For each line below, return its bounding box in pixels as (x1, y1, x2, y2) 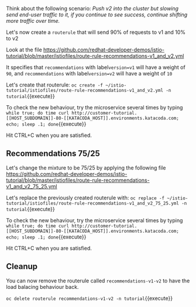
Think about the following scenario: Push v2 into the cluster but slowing (6, 5, 179, 12)
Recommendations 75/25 (6, 149, 101, 158)
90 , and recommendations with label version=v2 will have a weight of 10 (6, 70, 173, 77)
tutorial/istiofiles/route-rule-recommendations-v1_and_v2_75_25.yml (6, 200, 180, 206)
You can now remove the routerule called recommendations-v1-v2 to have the (6, 277, 190, 284)
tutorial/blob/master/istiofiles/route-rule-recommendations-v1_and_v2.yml (6, 53, 184, 59)
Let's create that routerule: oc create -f (6, 81, 104, 88)
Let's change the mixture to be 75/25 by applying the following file (6, 164, 166, 171)
